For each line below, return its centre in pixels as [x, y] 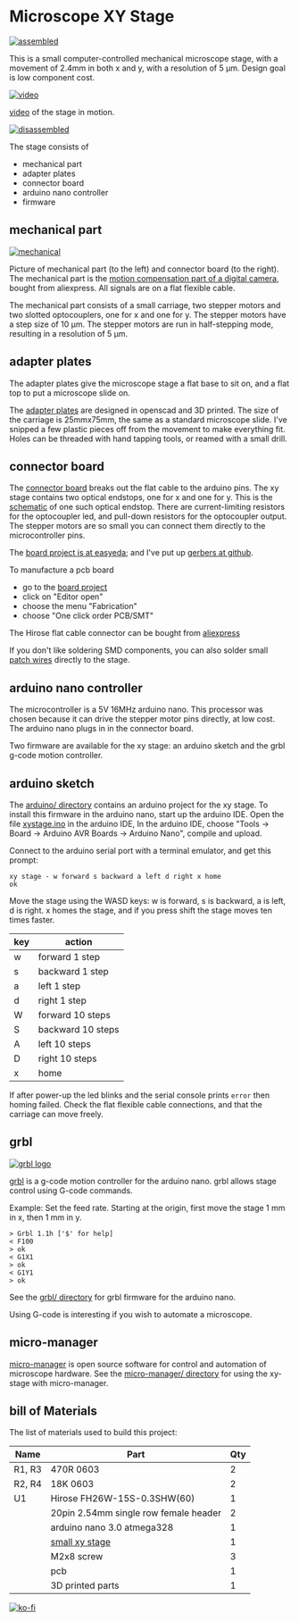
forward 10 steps [75, 1015]
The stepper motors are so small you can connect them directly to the [137, 526]
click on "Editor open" [62, 597]
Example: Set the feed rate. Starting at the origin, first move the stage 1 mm [147, 1207]
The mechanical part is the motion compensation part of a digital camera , [144, 278]
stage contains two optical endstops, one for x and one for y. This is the [141, 497]
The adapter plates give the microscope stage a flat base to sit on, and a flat [149, 383]
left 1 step [59, 986]
